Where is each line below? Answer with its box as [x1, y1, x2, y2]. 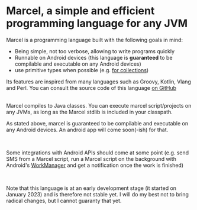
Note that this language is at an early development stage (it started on [6, 185, 176, 192]
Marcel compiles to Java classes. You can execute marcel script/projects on [6, 102, 192, 109]
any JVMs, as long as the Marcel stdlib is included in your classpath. [6, 108, 173, 115]
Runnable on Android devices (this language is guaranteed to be [14, 54, 173, 61]
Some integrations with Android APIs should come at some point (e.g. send [6, 149, 189, 156]
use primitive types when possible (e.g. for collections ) [14, 66, 149, 73]
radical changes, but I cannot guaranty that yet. [6, 197, 122, 204]
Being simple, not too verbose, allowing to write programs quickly [14, 47, 175, 54]
